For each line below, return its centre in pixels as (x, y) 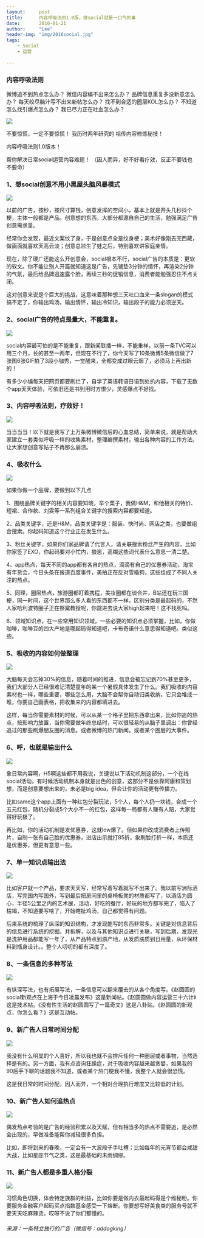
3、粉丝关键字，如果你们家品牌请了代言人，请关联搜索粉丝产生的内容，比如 (101, 544)
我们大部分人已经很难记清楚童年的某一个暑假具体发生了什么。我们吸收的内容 (102, 687)
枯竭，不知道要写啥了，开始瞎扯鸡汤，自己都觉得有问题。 (78, 911)
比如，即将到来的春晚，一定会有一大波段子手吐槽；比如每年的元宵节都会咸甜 (102, 1147)
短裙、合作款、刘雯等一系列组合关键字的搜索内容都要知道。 (81, 511)
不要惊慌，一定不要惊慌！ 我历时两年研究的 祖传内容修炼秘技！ (85, 133)
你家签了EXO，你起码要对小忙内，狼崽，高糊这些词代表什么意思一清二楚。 (100, 552)
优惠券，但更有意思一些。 (43, 845)
